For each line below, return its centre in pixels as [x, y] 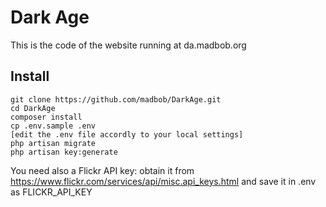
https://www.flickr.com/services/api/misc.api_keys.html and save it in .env [163, 181]
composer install [46, 117]
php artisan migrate [53, 143]
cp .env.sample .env [53, 126]
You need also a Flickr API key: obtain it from [102, 170]
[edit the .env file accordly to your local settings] [127, 134]
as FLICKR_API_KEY [51, 192]
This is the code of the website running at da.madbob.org [128, 45]
